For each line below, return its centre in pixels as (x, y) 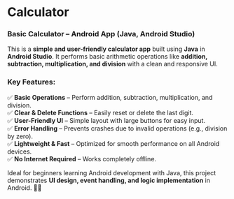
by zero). (20, 136)
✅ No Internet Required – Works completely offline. (82, 159)
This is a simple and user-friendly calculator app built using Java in (106, 49)
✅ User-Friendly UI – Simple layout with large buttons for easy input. (106, 120)
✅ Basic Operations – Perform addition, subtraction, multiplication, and (110, 97)
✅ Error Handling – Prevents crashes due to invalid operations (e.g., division (117, 128)
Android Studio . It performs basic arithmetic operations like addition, (108, 57)
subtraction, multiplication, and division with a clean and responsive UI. (113, 64)
